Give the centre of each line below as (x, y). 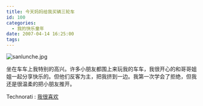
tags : (13, 40)
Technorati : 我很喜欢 (33, 97)
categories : (21, 23)
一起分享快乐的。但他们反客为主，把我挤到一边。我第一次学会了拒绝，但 (101, 76)
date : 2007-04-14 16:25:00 (40, 34)
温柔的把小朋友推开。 (49, 84)
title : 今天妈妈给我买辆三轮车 (40, 12)
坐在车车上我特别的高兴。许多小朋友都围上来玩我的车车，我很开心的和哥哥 (99, 69)
